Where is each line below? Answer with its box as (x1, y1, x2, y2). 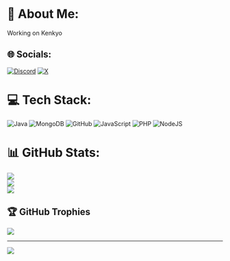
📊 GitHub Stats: (7, 145, 101, 160)
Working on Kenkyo (7, 29, 63, 37)
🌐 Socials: (7, 49, 52, 60)
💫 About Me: (7, 6, 79, 22)
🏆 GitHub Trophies (7, 206, 91, 218)
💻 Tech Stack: (7, 92, 92, 108)
